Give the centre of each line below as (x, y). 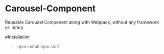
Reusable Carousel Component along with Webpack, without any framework (82, 22)
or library (14, 27)
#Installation (18, 37)
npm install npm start (38, 46)
